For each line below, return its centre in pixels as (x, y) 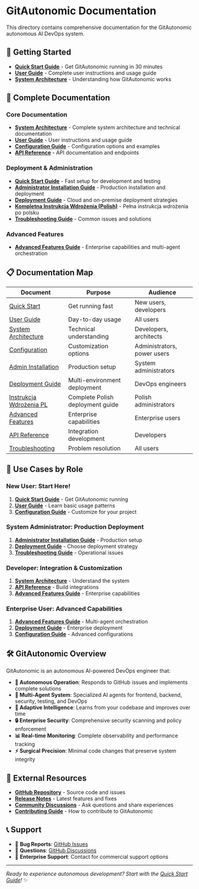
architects (149, 336)
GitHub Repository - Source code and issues (70, 792)
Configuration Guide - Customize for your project (76, 511)
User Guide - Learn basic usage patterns (65, 506)
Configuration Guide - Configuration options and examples (87, 146)
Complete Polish (91, 397)
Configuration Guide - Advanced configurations (74, 634)
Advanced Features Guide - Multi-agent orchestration (81, 622)
